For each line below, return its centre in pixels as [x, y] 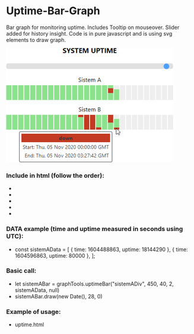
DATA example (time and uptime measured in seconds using [95, 229]
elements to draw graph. [36, 40]
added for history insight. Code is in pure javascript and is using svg [89, 33]
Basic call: [21, 271]
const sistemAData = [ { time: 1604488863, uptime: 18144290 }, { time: [101, 249]
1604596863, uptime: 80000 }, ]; [55, 255]
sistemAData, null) [37, 290]
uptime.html [29, 325]
